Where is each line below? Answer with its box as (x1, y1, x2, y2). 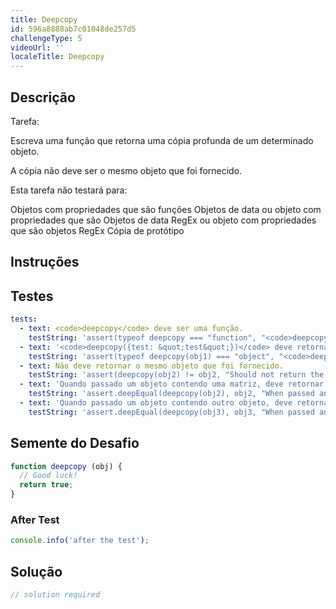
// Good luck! (19, 471, 78, 481)
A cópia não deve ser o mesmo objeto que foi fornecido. (10, 164, 243, 176)
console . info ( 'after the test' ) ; (10, 536, 150, 546)
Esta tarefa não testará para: (10, 184, 128, 196)
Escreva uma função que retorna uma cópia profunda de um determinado (10, 134, 314, 146)
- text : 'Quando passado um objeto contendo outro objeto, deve (19, 398, 293, 408)
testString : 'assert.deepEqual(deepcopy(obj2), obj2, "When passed (28, 389, 315, 399)
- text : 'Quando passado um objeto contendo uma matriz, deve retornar (19, 379, 325, 390)
